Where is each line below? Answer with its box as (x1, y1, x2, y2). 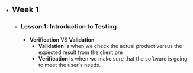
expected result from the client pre (38, 49, 123, 56)
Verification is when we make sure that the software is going (38, 55, 188, 62)
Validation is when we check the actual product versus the (38, 42, 182, 49)
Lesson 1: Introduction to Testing (20, 23, 117, 31)
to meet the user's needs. (38, 61, 101, 68)
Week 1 (11, 5, 39, 15)
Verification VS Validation (29, 36, 95, 43)
